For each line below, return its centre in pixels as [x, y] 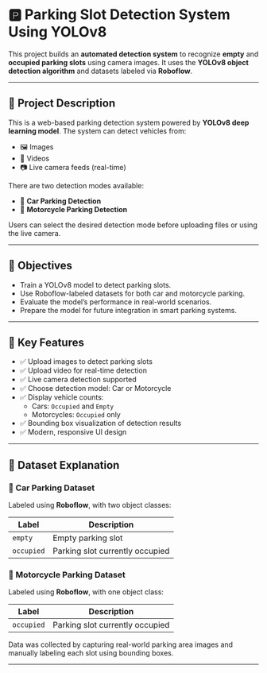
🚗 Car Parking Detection [60, 201]
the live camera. [35, 233]
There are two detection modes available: [76, 185]
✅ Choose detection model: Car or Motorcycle [95, 389]
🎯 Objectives [41, 266]
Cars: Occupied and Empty [72, 406]
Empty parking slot [88, 538]
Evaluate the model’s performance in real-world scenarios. [116, 302]
